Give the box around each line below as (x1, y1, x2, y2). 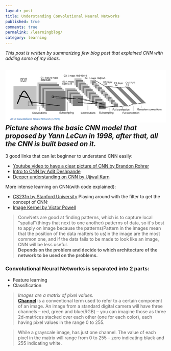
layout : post (5, 8, 33, 13)
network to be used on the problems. (17, 252, 98, 259)
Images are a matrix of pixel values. (17, 292, 93, 298)
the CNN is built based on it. (5, 139, 96, 148)
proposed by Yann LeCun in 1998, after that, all (5, 131, 158, 140)
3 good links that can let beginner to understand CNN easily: (5, 153, 133, 159)
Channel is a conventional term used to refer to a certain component (17, 297, 162, 303)
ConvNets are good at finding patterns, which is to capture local (17, 215, 153, 221)
